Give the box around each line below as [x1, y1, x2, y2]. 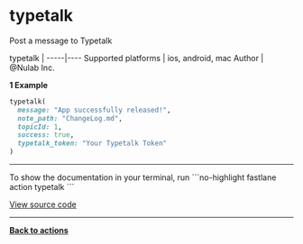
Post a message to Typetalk [9, 35, 113, 46]
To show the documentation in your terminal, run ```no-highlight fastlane [9, 172, 277, 183]
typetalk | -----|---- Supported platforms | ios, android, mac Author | [9, 52, 264, 63]
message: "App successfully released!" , [17, 105, 171, 114]
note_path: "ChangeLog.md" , [17, 113, 124, 122]
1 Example [9, 79, 48, 90]
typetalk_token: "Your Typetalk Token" [17, 139, 168, 149]
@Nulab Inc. [9, 62, 56, 73]
